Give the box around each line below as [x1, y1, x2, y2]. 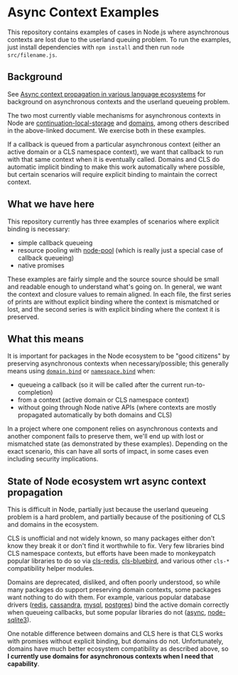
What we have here [7, 198, 94, 210]
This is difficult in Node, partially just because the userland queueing [7, 505, 209, 514]
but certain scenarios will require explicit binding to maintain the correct [7, 170, 218, 178]
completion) [17, 388, 53, 397]
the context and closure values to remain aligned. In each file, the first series [7, 290, 232, 298]
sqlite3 [7, 615, 27, 625]
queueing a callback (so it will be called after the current [17, 380, 183, 389]
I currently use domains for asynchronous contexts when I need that [7, 652, 214, 661]
